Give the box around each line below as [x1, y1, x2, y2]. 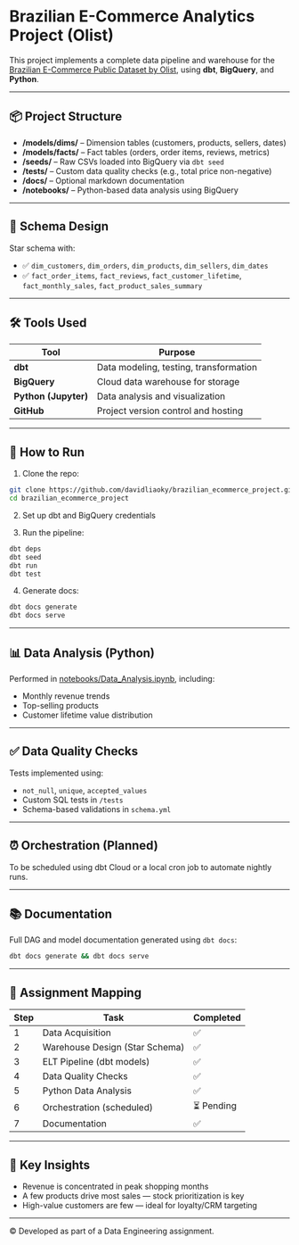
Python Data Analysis [42, 1084, 132, 1097]
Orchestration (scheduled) [42, 1100, 153, 1113]
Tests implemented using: [9, 768, 104, 778]
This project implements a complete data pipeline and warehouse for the [9, 54, 276, 65]
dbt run [9, 560, 38, 570]
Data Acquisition [42, 1026, 111, 1039]
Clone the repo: [21, 469, 80, 479]
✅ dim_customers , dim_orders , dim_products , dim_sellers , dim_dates [21, 260, 269, 270]
